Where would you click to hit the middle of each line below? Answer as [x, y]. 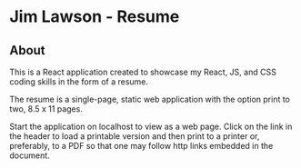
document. [30, 155]
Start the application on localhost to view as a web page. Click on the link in [151, 126]
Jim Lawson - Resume [95, 17]
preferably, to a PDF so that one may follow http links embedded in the [141, 146]
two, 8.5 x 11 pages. [46, 109]
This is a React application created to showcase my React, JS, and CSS [143, 72]
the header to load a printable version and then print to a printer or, [135, 136]
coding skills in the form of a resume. [79, 82]
